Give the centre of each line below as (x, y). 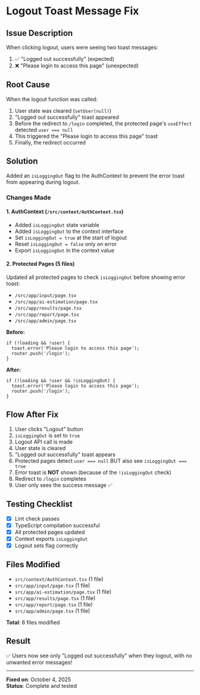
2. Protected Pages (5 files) (40, 264)
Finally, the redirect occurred (50, 142)
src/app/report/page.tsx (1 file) (54, 604)
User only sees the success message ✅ (64, 485)
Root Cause (28, 85)
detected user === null (44, 130)
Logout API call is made (44, 442)
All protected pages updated (50, 532)
